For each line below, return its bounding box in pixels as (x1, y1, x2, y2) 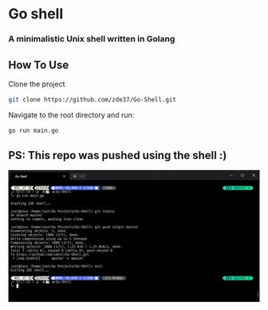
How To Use (8, 58, 69, 72)
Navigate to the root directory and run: (8, 109, 135, 120)
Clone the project (8, 79, 65, 89)
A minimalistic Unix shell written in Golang (8, 34, 175, 45)
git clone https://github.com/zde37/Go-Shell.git (8, 95, 177, 104)
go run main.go (8, 126, 59, 134)
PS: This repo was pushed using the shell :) (8, 149, 227, 162)
